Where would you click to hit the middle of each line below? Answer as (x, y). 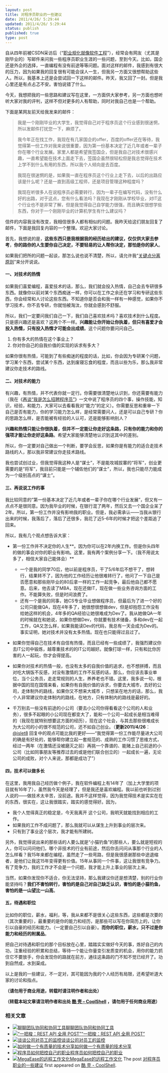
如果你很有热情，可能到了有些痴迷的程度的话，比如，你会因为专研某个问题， (84, 356)
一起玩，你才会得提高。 (50, 655)
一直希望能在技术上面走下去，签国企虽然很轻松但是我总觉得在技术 (94, 158)
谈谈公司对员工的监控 (83, 1040)
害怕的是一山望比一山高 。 (31, 890)
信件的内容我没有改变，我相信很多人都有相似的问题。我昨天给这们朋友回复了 (84, 221)
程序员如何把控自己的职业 (96, 1053)
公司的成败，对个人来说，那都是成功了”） (55, 758)
